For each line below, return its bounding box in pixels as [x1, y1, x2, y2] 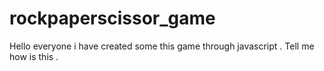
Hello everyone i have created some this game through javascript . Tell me [9, 40, 315, 52]
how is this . [9, 50, 59, 62]
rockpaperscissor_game [9, 7, 216, 30]
